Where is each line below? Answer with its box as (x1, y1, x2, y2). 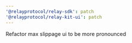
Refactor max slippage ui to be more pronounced (5, 30, 127, 37)
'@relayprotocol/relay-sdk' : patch (5, 8, 94, 15)
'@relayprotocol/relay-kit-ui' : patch (5, 14, 102, 20)
